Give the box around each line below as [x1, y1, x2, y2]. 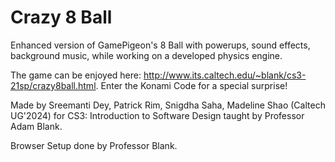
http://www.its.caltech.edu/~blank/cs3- [143, 69, 307, 81]
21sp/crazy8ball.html [10, 79, 97, 91]
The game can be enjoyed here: [10, 69, 142, 81]
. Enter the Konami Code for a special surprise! [95, 79, 288, 91]
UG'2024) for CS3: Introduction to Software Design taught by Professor [10, 109, 305, 121]
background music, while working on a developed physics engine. [10, 49, 283, 61]
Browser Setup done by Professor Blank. [10, 139, 178, 151]
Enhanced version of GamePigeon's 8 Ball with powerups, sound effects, [10, 39, 311, 51]
